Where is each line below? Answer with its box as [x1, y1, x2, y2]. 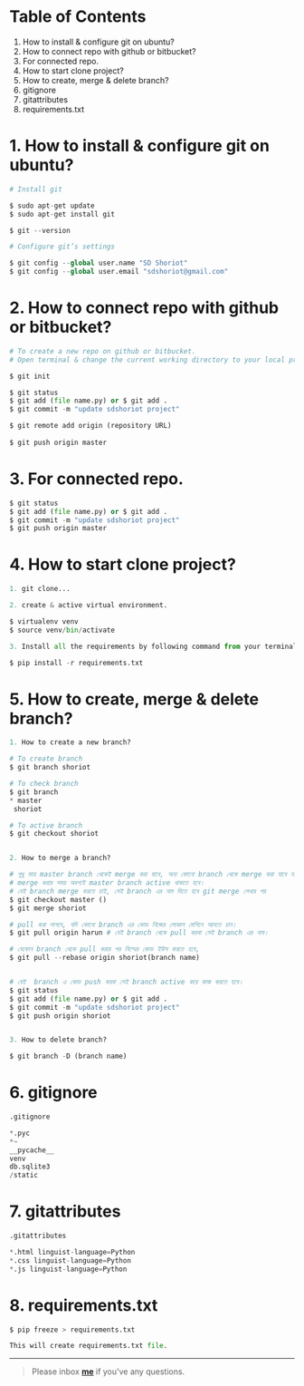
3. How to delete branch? [9, 1035, 107, 1044]
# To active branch [9, 820, 83, 830]
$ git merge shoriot [9, 904, 88, 913]
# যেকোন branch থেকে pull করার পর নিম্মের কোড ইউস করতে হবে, [9, 945, 201, 954]
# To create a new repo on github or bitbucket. [9, 346, 196, 355]
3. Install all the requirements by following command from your [9, 642, 261, 651]
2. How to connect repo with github [9, 297, 279, 318]
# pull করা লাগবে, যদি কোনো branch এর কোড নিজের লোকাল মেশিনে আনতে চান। [9, 920, 237, 929]
